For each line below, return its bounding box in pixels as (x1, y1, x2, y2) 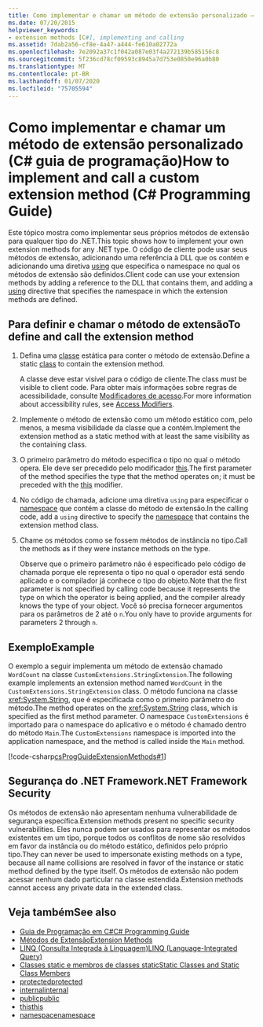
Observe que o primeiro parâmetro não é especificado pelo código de (19, 559, 246, 569)
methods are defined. (8, 295, 78, 304)
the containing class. (19, 440, 87, 449)
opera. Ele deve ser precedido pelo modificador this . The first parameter (19, 463, 252, 473)
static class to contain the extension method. (19, 359, 165, 369)
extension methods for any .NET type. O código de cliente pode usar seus (8, 245, 248, 254)
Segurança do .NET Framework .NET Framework (8, 775, 248, 788)
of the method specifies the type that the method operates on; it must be (19, 472, 255, 481)
